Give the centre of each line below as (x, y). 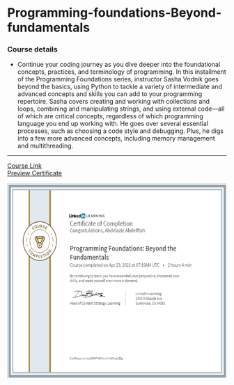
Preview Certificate (35, 173)
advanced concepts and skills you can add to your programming (110, 94)
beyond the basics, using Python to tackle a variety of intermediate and (120, 87)
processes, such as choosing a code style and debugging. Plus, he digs (120, 131)
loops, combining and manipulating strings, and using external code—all (121, 109)
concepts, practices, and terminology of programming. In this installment (122, 72)
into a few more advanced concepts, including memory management (116, 139)
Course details (32, 49)
